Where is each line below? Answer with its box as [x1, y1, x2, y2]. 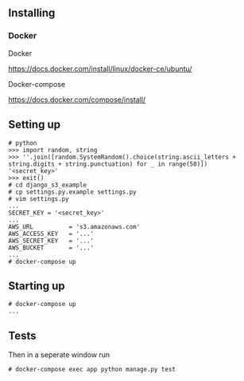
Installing [8, 6, 56, 20]
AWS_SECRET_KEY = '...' [8, 237, 94, 245]
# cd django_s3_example [8, 181, 87, 189]
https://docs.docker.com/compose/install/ [8, 95, 146, 104]
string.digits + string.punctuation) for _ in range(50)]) [8, 159, 208, 168]
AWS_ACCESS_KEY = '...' [8, 230, 94, 238]
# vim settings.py [8, 194, 69, 202]
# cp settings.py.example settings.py [8, 187, 137, 196]
